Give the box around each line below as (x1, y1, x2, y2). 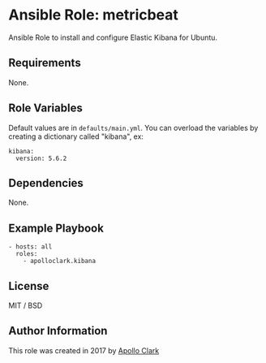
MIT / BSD (8, 300, 43, 310)
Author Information (8, 324, 108, 338)
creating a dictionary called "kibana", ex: (8, 132, 144, 141)
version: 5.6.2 (15, 154, 67, 162)
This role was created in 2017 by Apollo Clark (8, 345, 160, 355)
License (8, 279, 49, 293)
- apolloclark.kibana (23, 257, 96, 266)
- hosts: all (8, 243, 53, 251)
